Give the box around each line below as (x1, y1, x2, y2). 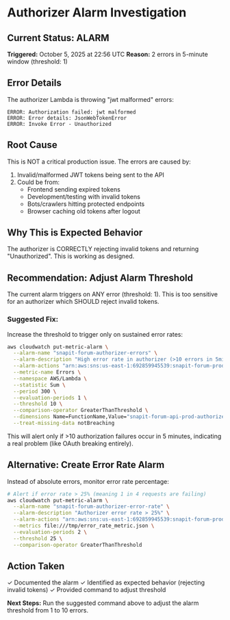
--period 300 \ (13, 388, 57, 395)
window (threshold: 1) (7, 57, 68, 66)
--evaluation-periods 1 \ (13, 394, 88, 401)
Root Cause (7, 139, 58, 151)
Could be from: (16, 178, 60, 186)
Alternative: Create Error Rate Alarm (7, 459, 165, 471)
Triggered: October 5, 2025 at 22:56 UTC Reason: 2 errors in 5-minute (7, 50, 209, 58)
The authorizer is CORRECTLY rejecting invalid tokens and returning (7, 245, 199, 253)
